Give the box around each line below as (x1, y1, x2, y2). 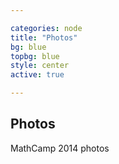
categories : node (10, 23, 83, 33)
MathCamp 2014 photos (10, 142, 110, 154)
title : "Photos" (10, 32, 78, 43)
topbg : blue (10, 51, 60, 61)
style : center (10, 61, 70, 71)
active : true (10, 70, 65, 80)
